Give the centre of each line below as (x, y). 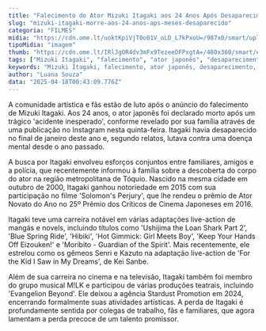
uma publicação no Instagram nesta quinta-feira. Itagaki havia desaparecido (133, 129)
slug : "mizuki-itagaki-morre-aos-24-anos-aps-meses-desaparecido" (120, 23)
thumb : (19, 52)
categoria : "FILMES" (42, 30)
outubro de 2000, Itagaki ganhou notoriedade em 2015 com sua (112, 187)
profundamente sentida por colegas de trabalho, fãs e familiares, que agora (131, 310)
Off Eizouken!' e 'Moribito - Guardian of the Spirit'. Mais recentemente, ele (129, 244)
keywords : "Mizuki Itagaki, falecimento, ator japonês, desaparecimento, (133, 67)
